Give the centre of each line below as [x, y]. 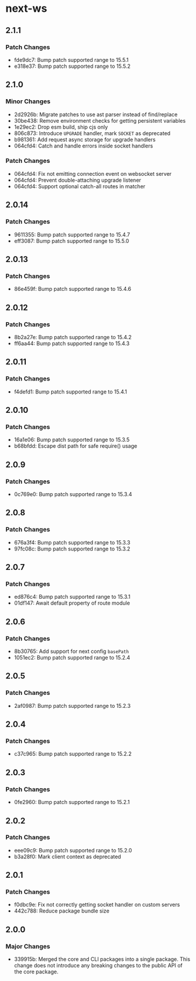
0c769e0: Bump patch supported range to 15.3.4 [73, 494]
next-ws [26, 9]
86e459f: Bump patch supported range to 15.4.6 [73, 289]
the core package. [36, 972]
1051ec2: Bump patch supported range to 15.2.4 [72, 658]
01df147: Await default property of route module [72, 603]
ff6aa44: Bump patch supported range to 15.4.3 [72, 343]
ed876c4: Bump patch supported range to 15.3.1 [72, 597]
